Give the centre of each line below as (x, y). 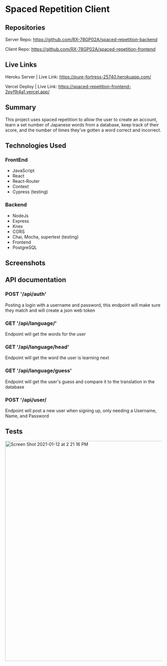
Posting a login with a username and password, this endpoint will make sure (83, 305)
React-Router (26, 181)
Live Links (21, 65)
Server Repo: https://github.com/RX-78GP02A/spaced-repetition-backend (81, 39)
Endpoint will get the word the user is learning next (57, 358)
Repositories (25, 28)
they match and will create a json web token (50, 310)
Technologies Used (36, 146)
